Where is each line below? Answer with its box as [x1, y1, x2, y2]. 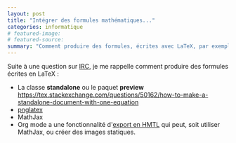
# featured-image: [7, 29, 61, 37]
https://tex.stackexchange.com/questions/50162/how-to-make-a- [17, 90, 209, 99]
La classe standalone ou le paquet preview [17, 83, 144, 91]
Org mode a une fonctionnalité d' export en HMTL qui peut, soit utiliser [17, 121, 221, 128]
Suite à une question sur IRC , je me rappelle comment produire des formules [7, 62, 229, 70]
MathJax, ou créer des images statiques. [17, 128, 136, 136]
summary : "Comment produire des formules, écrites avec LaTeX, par [7, 43, 209, 50]
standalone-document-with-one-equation [17, 98, 139, 106]
